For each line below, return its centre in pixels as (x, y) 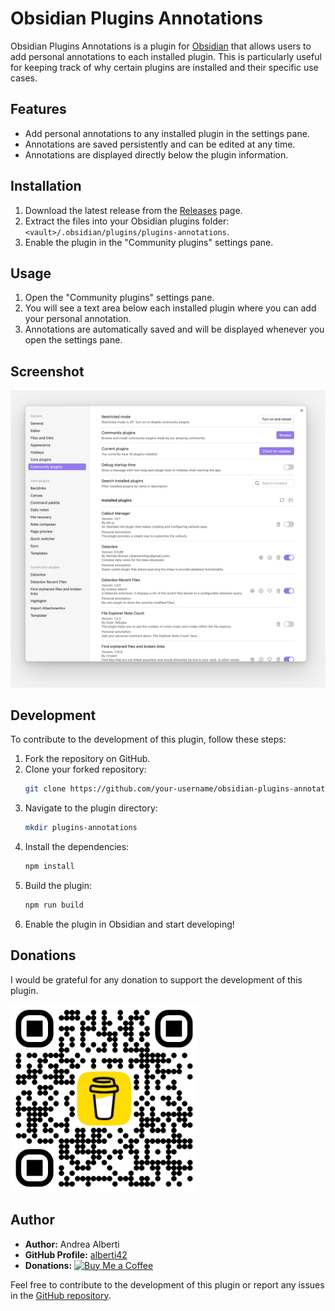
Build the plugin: (58, 886)
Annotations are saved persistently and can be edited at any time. (160, 144)
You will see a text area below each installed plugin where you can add (170, 308)
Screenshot (47, 371)
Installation (46, 186)
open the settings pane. (73, 340)
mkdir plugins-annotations (81, 828)
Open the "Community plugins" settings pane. (119, 298)
